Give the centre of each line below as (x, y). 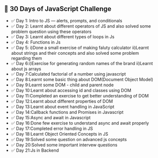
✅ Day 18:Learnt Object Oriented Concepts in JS (60, 134)
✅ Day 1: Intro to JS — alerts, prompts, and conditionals (67, 20)
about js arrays (26, 69)
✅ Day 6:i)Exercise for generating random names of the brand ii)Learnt (82, 63)
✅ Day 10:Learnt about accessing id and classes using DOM (71, 90)
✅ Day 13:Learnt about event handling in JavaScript (63, 107)
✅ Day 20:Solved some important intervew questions (64, 145)
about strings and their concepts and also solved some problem (75, 53)
